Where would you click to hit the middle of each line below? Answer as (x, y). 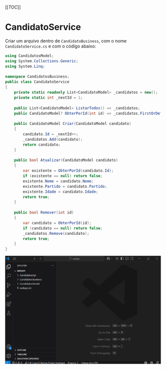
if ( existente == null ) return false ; (63, 176)
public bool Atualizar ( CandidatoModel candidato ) (66, 160)
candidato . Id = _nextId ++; (51, 134)
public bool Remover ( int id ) (44, 212)
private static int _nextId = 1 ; (48, 98)
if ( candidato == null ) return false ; (63, 228)
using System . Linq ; (25, 66)
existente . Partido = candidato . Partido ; (65, 186)
